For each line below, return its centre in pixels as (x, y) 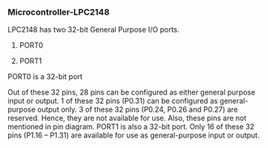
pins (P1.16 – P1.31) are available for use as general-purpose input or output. (134, 135)
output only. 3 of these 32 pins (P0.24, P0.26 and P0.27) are (137, 110)
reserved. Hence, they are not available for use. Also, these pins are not (127, 118)
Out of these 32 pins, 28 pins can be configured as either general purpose (132, 92)
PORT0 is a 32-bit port (45, 77)
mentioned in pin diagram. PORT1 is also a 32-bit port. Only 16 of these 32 (131, 127)
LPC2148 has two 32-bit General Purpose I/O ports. (94, 30)
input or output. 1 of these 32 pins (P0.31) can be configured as (113, 101)
